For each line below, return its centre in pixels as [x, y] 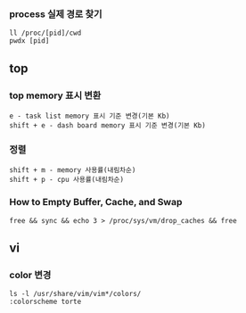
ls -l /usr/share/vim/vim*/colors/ [75, 294]
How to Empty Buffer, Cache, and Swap [96, 202]
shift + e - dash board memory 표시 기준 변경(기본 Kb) [108, 125]
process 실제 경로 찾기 [56, 13]
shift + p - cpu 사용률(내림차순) [67, 180]
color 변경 [30, 275]
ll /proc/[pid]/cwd [45, 33]
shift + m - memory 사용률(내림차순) [73, 170]
